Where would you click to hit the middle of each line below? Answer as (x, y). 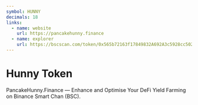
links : (14, 22)
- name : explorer (33, 39)
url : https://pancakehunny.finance (60, 34)
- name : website (31, 28)
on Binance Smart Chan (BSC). (43, 96)
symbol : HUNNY (24, 12)
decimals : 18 (22, 17)
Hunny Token (39, 74)
